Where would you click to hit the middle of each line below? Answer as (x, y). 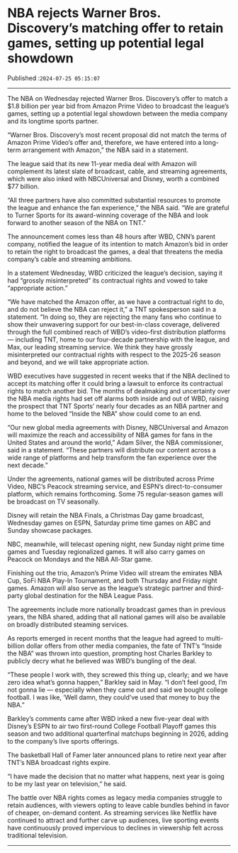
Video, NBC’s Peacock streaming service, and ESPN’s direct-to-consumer (115, 486)
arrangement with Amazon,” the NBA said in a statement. (106, 150)
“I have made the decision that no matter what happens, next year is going (116, 776)
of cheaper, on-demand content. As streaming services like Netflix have (112, 813)
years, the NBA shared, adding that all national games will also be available (117, 616)
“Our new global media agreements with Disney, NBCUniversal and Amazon (118, 427)
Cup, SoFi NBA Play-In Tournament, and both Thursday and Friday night (112, 580)
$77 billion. (23, 186)
